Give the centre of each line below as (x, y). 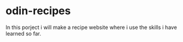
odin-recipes (38, 11)
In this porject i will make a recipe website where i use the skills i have (91, 27)
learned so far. (23, 33)
